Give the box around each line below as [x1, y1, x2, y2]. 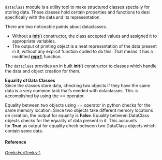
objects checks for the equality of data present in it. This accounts [5, 118, 137, 123]
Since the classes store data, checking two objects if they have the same [5, 83, 150, 88]
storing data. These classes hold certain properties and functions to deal [5, 9, 150, 15]
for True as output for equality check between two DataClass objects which [5, 123, 156, 129]
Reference [5, 139, 27, 145]
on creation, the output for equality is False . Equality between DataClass [5, 113, 149, 118]
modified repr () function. [12, 54, 62, 59]
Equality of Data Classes [5, 77, 56, 83]
